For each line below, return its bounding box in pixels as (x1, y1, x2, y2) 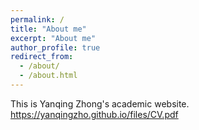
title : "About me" (10, 24, 87, 34)
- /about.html (19, 71, 78, 81)
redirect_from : (10, 52, 74, 62)
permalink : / (10, 14, 65, 25)
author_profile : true (10, 42, 101, 53)
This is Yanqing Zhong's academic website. (10, 97, 190, 110)
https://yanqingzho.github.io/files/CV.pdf (10, 108, 179, 120)
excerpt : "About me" (10, 33, 97, 43)
